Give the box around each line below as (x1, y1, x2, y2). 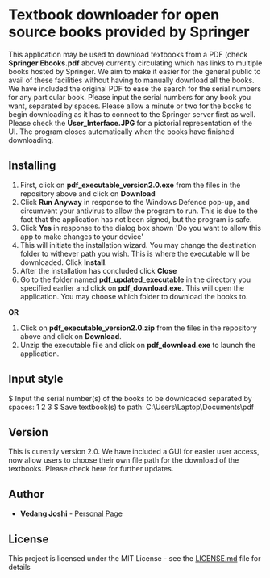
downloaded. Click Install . (19, 257, 107, 267)
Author (8, 487, 44, 501)
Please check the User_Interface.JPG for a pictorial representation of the (8, 118, 252, 128)
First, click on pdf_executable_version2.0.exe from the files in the (19, 180, 241, 190)
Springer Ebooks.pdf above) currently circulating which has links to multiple (8, 58, 263, 68)
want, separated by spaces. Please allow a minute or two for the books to (8, 101, 252, 111)
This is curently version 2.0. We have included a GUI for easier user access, (8, 446, 260, 457)
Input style (8, 372, 64, 386)
